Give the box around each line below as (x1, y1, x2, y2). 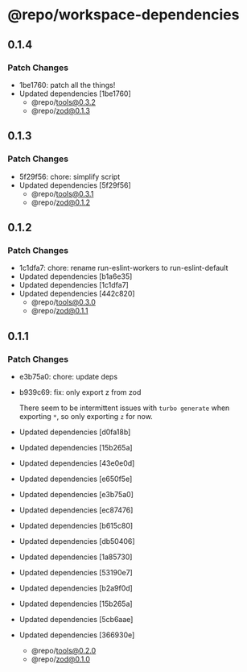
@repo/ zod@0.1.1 (31, 306, 89, 316)
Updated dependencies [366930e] (19, 630, 135, 640)
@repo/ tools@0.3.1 (31, 189, 94, 198)
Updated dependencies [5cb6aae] (19, 614, 134, 624)
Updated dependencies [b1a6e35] (19, 272, 133, 281)
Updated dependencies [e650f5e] (19, 474, 133, 483)
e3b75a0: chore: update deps (19, 371, 118, 381)
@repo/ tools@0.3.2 (31, 97, 96, 106)
